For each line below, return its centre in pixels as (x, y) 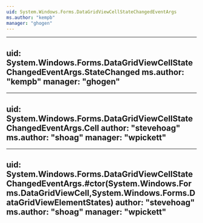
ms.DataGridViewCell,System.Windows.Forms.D (101, 193)
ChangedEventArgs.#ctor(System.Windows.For (99, 184)
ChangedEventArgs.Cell (53, 128)
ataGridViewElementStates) (60, 203)
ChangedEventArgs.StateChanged (73, 72)
